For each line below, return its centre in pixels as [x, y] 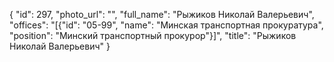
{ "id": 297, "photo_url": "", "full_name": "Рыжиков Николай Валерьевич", [162, 14]
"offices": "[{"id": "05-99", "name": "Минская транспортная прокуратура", [166, 25]
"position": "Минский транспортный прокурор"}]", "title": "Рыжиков [153, 35]
